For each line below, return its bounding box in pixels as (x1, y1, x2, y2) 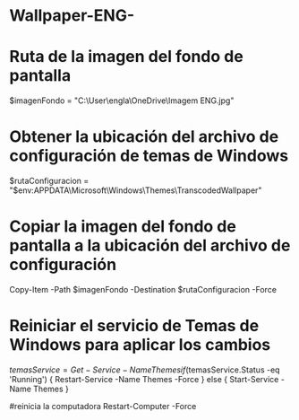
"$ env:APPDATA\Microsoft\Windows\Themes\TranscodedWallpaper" (9, 185, 262, 196)
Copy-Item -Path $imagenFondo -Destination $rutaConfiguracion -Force (9, 284, 278, 294)
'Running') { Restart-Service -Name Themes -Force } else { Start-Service (9, 373, 279, 384)
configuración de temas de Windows (9, 145, 289, 166)
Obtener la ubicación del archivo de (9, 127, 279, 147)
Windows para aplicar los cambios (9, 335, 271, 355)
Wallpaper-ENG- (9, 5, 135, 26)
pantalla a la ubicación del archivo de (9, 235, 291, 256)
